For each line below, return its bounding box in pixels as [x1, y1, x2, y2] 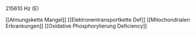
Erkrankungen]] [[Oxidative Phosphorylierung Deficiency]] [5, 23, 147, 29]
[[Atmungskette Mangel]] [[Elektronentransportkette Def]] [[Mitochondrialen [5, 16, 191, 23]
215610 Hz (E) [5, 5, 39, 12]
